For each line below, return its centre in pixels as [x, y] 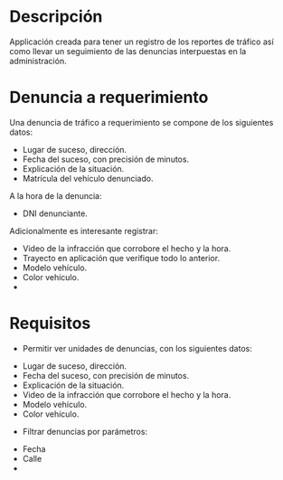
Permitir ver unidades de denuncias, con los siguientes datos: [137, 348]
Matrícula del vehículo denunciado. [88, 178]
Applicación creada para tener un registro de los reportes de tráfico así [141, 42]
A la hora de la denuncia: [56, 195]
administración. [38, 61]
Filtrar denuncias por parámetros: [85, 431]
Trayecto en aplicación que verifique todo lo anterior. [121, 258]
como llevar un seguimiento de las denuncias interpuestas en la [128, 51]
